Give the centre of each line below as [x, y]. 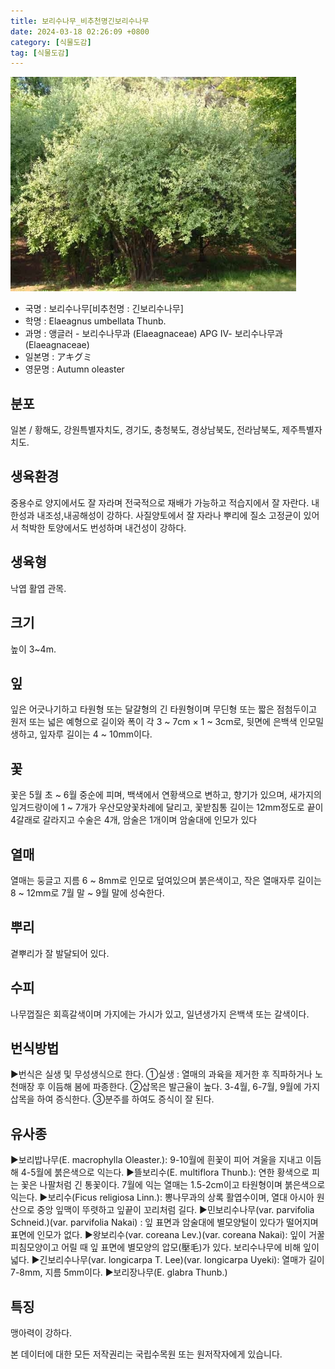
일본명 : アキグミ [58, 357]
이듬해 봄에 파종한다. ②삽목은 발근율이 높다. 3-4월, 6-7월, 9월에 [174, 1087]
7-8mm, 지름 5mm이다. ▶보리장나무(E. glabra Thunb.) [119, 1272]
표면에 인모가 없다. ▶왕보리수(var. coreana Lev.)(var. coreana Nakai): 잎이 [158, 1235]
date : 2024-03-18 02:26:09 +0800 [80, 31]
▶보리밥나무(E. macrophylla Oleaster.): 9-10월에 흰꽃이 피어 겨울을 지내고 [157, 1160]
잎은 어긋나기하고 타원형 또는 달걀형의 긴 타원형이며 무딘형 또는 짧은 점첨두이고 [164, 709]
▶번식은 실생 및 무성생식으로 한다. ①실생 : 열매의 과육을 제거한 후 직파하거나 [161, 1074]
